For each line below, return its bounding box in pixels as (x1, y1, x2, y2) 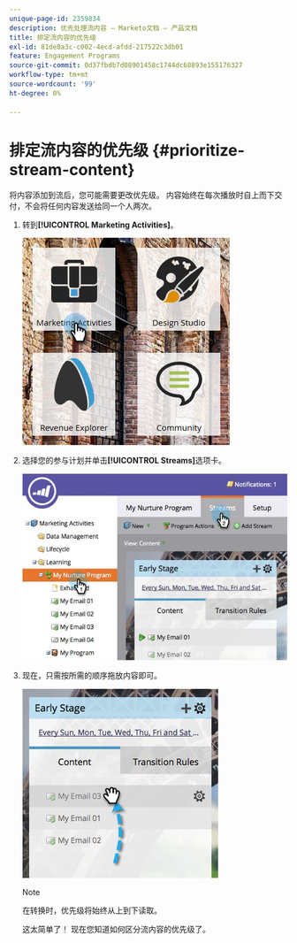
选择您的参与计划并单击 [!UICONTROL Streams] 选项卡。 (21, 456, 227, 466)
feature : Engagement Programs (9, 51, 121, 61)
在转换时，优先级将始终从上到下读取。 (21, 905, 162, 916)
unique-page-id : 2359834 (9, 14, 101, 23)
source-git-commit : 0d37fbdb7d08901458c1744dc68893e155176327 (9, 61, 243, 70)
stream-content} (9, 159, 135, 180)
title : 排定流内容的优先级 (9, 33, 97, 42)
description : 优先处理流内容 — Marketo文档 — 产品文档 (9, 23, 198, 33)
